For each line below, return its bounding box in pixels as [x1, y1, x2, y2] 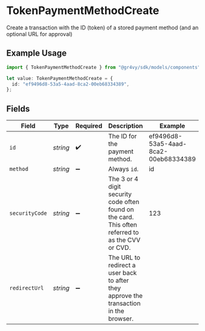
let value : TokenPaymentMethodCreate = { [6, 75, 113, 81]
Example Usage [6, 48, 67, 59]
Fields [6, 103, 31, 114]
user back [108, 269, 137, 277]
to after [108, 276, 129, 285]
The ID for [108, 132, 137, 140]
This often [108, 220, 137, 229]
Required [75, 122, 103, 130]
